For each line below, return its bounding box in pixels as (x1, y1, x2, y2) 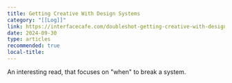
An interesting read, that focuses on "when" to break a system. (7, 67, 186, 76)
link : (7, 23, 23, 30)
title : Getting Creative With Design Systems (7, 10, 140, 17)
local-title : (7, 49, 45, 56)
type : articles (7, 36, 51, 43)
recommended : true (7, 42, 60, 49)
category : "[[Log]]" (7, 17, 67, 24)
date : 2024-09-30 (7, 29, 57, 37)
